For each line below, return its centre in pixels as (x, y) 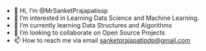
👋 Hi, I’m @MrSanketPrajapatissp (61, 11)
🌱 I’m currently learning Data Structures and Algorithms (93, 25)
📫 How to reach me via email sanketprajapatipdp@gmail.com (102, 40)
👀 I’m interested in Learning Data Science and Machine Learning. (106, 18)
